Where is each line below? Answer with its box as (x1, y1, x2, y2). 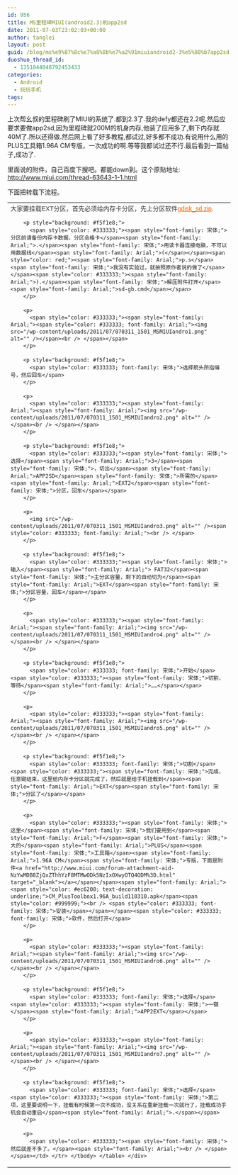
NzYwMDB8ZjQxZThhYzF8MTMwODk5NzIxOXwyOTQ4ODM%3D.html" (10, 872, 176, 879)
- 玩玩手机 (13, 86, 42, 94)
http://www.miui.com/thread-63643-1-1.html (7, 174, 137, 182)
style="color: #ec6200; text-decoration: (29, 886, 154, 893)
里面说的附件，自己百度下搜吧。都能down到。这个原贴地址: (7, 165, 181, 174)
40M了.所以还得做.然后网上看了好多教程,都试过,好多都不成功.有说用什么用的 (7, 133, 229, 141)
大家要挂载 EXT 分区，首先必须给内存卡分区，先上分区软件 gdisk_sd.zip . (10, 205, 214, 213)
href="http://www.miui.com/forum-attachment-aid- (25, 865, 175, 872)
